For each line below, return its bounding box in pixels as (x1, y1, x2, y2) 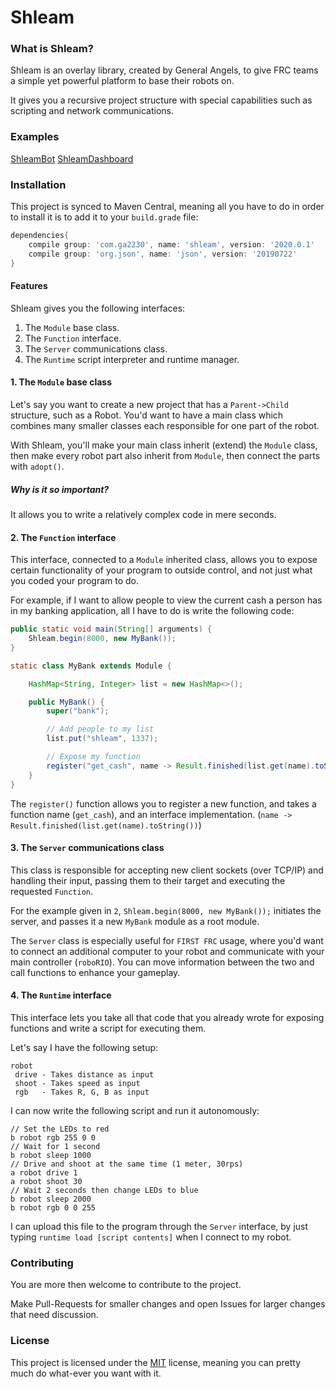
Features (10, 280, 48, 292)
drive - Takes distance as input (14, 1069, 155, 1080)
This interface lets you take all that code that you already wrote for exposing (10, 1011, 325, 1023)
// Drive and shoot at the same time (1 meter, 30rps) (10, 1159, 244, 1169)
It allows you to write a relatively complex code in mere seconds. (10, 508, 277, 520)
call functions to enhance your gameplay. (10, 966, 181, 978)
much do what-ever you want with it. (10, 1367, 162, 1379)
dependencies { (10, 231, 70, 241)
